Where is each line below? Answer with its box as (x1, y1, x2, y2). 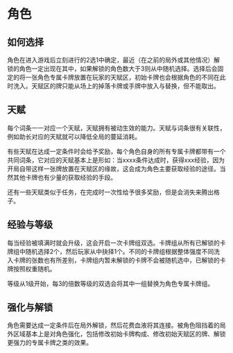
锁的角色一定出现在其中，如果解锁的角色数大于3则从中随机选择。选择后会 (7, 64, 218, 73)
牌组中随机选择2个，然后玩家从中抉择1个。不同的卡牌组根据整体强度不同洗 (7, 247, 221, 255)
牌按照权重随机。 (7, 264, 56, 273)
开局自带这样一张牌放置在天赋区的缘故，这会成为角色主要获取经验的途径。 (7, 164, 220, 173)
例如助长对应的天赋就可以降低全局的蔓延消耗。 (7, 132, 141, 141)
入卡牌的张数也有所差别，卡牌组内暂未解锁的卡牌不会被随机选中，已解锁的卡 (7, 256, 226, 264)
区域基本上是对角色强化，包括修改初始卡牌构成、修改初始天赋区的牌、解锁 (12, 330, 226, 338)
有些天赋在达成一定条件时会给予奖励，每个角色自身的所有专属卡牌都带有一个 (7, 147, 226, 155)
